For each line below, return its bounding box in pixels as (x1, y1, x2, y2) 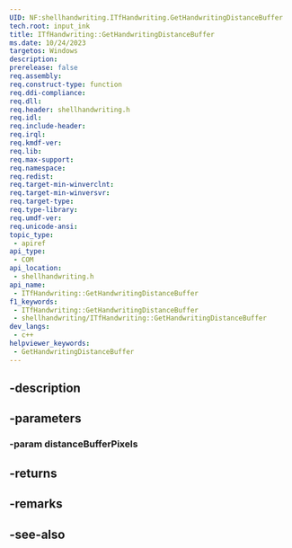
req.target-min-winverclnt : (9, 181, 115, 190)
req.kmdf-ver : (9, 138, 63, 147)
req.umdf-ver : (9, 213, 63, 223)
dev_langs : (9, 323, 50, 331)
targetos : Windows (9, 47, 78, 56)
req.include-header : (9, 122, 87, 131)
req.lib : (9, 146, 42, 155)
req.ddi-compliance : (9, 88, 87, 97)
